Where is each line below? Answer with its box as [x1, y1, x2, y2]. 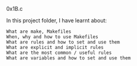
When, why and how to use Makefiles [6, 34, 98, 40]
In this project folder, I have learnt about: [6, 17, 107, 24]
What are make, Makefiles [6, 28, 71, 35]
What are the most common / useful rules [6, 50, 112, 56]
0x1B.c [6, 5, 23, 12]
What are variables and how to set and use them [6, 55, 131, 61]
